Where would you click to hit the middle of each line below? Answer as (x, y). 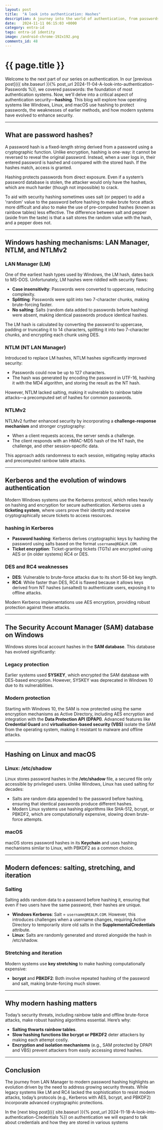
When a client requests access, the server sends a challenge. (73, 435)
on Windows (24, 635)
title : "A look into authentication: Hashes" (53, 14)
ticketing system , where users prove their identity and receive (67, 510)
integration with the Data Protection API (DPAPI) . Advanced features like (78, 719)
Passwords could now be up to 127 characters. (59, 373)
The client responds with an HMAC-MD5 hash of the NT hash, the (78, 441)
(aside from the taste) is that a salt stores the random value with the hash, (79, 217)
